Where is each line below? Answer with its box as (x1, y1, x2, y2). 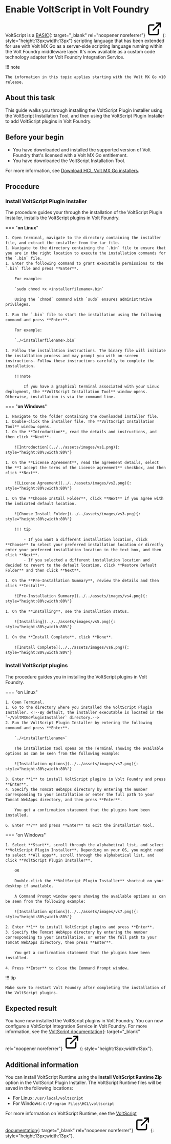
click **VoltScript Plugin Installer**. (5, 858, 93, 863)
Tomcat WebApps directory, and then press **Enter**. (5, 797, 123, 802)
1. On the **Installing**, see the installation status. (5, 609, 130, 614)
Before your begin (5, 133, 64, 142)
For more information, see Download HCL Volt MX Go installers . (5, 167, 140, 173)
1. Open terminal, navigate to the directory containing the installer (5, 235, 161, 241)
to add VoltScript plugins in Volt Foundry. (5, 118, 92, 124)
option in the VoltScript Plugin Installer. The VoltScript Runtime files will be (5, 1079, 162, 1086)
